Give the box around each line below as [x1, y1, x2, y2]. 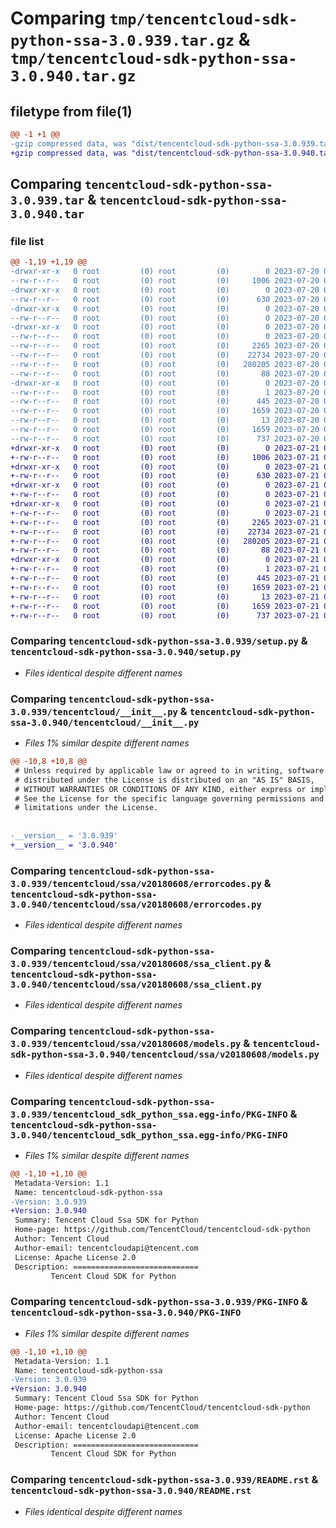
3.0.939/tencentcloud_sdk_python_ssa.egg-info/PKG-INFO [10, 1108, 288, 1120]
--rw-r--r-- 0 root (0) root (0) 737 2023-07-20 [10, 433, 320, 444]
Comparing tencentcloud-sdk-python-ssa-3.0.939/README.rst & [10, 1473, 319, 1487]
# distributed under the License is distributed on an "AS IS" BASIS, [14, 775, 315, 785]
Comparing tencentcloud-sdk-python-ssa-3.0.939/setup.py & [10, 634, 308, 648]
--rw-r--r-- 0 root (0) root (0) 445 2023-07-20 [10, 397, 320, 407]
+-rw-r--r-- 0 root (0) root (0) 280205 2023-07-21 [10, 536, 320, 546]
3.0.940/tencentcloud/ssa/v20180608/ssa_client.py [10, 979, 262, 990]
